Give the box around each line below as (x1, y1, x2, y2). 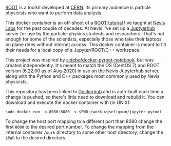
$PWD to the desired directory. (5, 135, 67, 140)
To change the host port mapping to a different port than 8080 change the (5, 118, 163, 124)
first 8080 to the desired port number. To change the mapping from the (5, 124, 154, 130)
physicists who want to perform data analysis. (5, 10, 103, 16)
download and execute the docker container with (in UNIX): (5, 99, 131, 106)
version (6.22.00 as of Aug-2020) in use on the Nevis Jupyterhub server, (5, 68, 160, 74)
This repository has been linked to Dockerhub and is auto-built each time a (5, 89, 163, 94)
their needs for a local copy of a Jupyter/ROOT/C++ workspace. (5, 47, 141, 53)
